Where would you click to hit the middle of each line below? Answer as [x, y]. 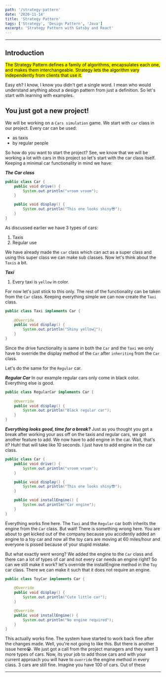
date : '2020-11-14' [25, 14]
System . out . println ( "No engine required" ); [68, 620]
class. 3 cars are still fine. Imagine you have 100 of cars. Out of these [75, 665]
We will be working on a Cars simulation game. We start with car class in [80, 123]
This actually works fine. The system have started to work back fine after [80, 638]
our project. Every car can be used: [41, 128]
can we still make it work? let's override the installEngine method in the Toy [81, 564]
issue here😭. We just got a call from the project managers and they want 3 [82, 649]
